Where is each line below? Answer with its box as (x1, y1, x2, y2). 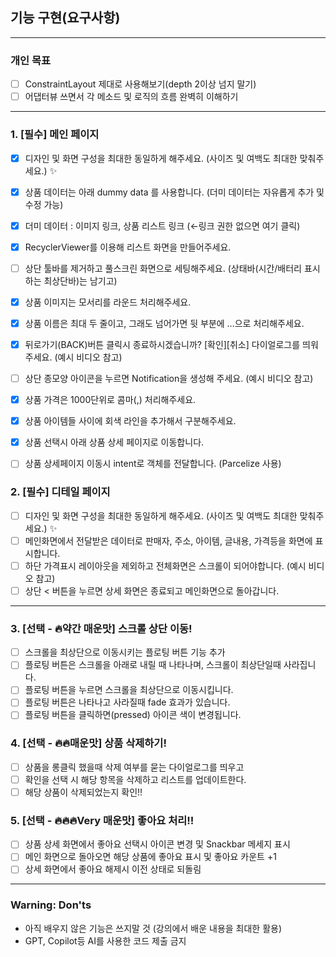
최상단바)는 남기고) (43, 274, 118, 287)
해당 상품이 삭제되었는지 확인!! (24, 786, 143, 798)
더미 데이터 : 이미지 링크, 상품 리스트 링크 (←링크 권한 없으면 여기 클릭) (24, 219, 301, 232)
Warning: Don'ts (10, 898, 92, 912)
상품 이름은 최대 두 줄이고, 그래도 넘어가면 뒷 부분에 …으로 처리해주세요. (24, 317, 305, 329)
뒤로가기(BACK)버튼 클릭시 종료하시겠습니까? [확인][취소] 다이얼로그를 (24, 338, 301, 350)
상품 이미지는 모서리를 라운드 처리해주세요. (24, 296, 192, 308)
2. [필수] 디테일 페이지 (10, 485, 111, 499)
